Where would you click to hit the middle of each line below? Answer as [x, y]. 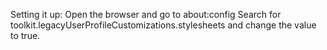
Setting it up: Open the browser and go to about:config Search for [146, 14]
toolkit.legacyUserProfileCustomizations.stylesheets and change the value [163, 25]
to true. [25, 35]
